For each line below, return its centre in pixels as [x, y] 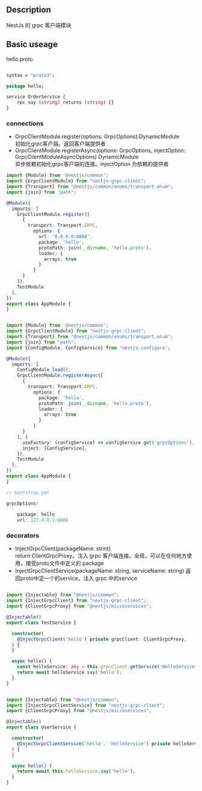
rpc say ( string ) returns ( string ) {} [66, 103]
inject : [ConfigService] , [54, 448]
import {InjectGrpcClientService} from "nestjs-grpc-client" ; [86, 705]
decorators [23, 536]
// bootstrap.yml [28, 493]
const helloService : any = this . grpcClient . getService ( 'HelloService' [107, 667]
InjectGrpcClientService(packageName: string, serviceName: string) [99, 571]
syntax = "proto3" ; [31, 75]
